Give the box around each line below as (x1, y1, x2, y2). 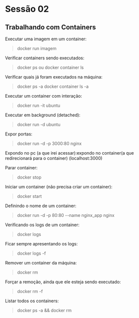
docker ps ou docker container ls (17, 65, 84, 70)
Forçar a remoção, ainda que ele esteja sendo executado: (5, 279, 121, 285)
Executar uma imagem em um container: (5, 36, 87, 42)
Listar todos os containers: (5, 298, 59, 304)
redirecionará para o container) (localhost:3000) (5, 156, 103, 161)
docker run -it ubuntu (17, 103, 60, 108)
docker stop (17, 174, 42, 180)
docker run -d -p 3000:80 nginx (17, 141, 82, 146)
